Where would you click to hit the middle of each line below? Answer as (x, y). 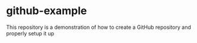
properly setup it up (30, 33)
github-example (47, 11)
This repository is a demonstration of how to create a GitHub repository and (99, 27)
